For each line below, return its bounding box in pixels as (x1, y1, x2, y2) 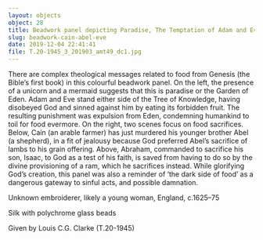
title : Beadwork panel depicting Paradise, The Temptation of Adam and (8, 26, 247, 34)
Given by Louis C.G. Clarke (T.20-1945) (8, 224, 135, 232)
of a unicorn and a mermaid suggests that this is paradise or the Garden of (8, 86, 249, 95)
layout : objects (8, 11, 61, 20)
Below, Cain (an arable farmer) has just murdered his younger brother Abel (8, 128, 249, 137)
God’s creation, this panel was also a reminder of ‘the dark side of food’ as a (8, 169, 254, 179)
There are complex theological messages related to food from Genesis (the (8, 70, 250, 78)
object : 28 (8, 19, 44, 27)
